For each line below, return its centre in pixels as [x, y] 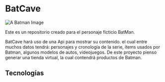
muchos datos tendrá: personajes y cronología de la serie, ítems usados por [82, 47]
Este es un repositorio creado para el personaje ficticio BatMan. [70, 32]
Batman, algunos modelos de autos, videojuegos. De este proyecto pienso [81, 52]
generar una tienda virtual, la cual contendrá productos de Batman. [74, 57]
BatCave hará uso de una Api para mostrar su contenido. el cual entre [76, 41]
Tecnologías [25, 73]
